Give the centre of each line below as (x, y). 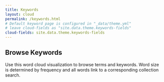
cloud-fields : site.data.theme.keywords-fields (55, 33)
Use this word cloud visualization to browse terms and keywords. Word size (82, 64)
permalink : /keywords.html (33, 19)
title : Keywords (22, 10)
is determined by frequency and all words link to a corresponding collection (82, 70)
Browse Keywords (34, 53)
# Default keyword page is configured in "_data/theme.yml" (68, 23)
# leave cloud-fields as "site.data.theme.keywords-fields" (68, 28)
